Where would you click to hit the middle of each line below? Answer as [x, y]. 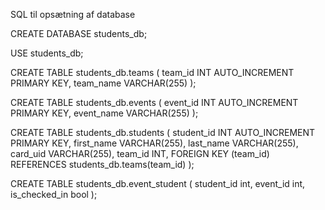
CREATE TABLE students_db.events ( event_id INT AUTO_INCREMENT [154, 102]
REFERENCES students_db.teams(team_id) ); [102, 164]
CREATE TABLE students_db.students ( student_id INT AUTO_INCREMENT [163, 132]
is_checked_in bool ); [54, 194]
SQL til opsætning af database [73, 14]
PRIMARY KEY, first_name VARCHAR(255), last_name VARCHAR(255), [154, 143]
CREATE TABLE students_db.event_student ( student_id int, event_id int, [158, 183]
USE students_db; [47, 53]
